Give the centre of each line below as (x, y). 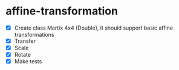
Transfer (25, 41)
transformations (34, 35)
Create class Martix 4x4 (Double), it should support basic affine (94, 28)
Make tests (28, 62)
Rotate (23, 55)
